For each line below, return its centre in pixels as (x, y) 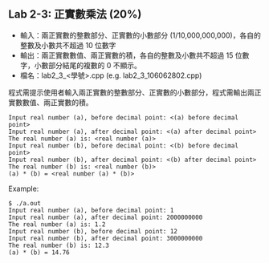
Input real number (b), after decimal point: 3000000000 (106, 238)
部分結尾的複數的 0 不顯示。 (95, 65)
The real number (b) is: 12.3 (59, 245)
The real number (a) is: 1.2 (57, 224)
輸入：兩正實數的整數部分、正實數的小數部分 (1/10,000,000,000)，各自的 (140, 35)
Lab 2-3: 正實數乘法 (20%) (75, 14)
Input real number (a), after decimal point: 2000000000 (106, 217)
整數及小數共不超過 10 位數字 (68, 45)
